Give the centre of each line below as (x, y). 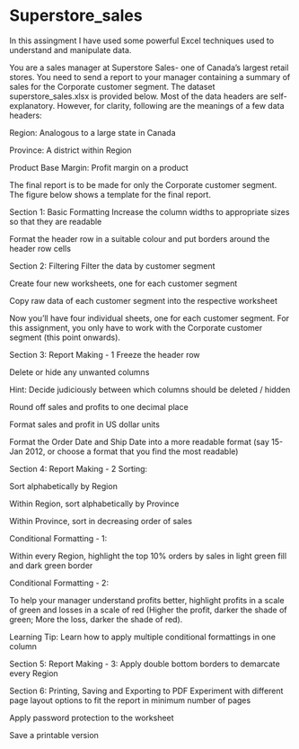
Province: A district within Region (70, 150)
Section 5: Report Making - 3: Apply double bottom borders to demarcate (145, 664)
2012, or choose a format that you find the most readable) (132, 451)
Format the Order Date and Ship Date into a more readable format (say (139, 441)
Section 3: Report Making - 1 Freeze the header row (105, 354)
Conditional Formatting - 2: (59, 583)
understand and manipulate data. (70, 49)
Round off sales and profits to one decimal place (99, 406)
